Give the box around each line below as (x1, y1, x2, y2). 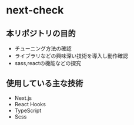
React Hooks (14, 100, 46, 107)
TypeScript (14, 107, 42, 114)
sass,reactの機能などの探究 (14, 60, 81, 66)
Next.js (14, 94, 32, 102)
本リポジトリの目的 (6, 28, 76, 38)
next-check (6, 4, 64, 17)
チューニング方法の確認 (14, 45, 72, 52)
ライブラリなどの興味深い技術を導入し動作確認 (14, 52, 128, 59)
